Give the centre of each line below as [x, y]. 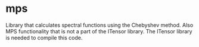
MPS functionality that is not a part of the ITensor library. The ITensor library [99, 31]
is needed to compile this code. [44, 37]
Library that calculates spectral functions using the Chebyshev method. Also [99, 25]
